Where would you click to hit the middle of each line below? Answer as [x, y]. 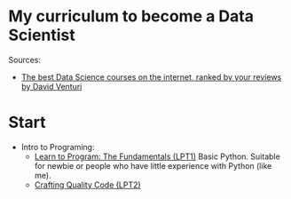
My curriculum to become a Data [131, 16]
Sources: [25, 60]
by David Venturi [51, 86]
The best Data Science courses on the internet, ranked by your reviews [151, 76]
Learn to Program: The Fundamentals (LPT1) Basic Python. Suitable [157, 156]
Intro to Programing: [58, 147]
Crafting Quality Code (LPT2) [87, 185]
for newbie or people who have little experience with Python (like [153, 165]
